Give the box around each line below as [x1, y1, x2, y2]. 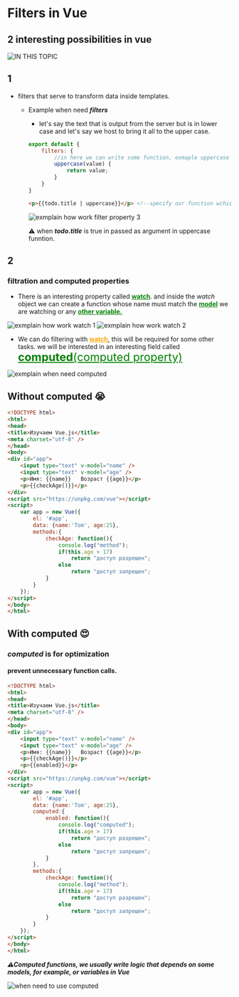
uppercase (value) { [53, 160, 112, 168]
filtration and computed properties [7, 276, 129, 286]
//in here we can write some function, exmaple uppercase [53, 154, 230, 161]
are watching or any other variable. [17, 308, 122, 316]
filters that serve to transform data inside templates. [17, 91, 170, 100]
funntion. [28, 234, 55, 243]
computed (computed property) [17, 350, 183, 365]
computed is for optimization [7, 649, 110, 659]
